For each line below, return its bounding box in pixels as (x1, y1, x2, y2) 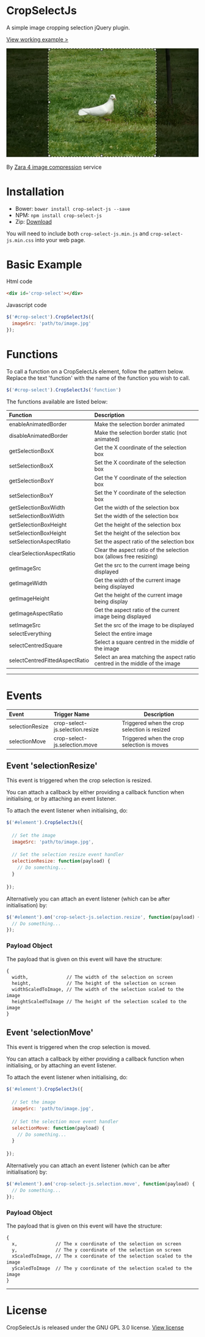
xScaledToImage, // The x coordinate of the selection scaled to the (12, 1253, 192, 1259)
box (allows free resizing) (94, 553, 159, 560)
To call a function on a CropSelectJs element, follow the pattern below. (6, 367, 184, 375)
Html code (6, 278, 32, 285)
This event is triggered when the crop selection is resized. (6, 777, 153, 784)
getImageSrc (9, 565, 41, 572)
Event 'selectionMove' (6, 1027, 93, 1037)
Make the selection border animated (94, 420, 185, 428)
